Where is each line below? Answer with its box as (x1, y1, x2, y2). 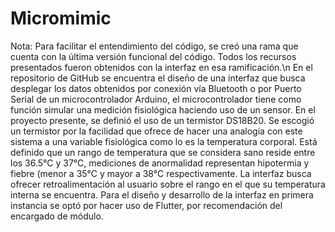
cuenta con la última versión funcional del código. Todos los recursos (10, 50, 297, 62)
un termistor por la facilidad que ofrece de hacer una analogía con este (10, 125, 303, 137)
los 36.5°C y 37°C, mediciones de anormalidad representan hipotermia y (10, 157, 310, 169)
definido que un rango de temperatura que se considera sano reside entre (10, 146, 316, 158)
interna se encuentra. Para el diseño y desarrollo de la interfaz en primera (10, 188, 314, 201)
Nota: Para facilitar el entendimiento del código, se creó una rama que (10, 40, 299, 52)
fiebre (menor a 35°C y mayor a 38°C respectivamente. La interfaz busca (10, 167, 312, 179)
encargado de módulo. (10, 210, 104, 222)
